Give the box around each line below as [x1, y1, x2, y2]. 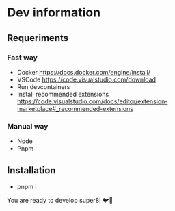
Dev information [7, 5, 101, 21]
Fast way [7, 53, 38, 62]
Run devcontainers [16, 82, 70, 90]
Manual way [7, 121, 49, 131]
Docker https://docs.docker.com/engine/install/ [16, 68, 150, 76]
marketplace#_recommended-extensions [16, 104, 134, 112]
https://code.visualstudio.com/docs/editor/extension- [16, 97, 168, 105]
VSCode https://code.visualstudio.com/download [16, 75, 156, 84]
